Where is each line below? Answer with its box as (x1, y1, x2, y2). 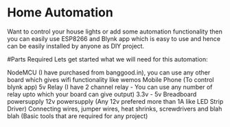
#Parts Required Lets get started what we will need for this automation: (7, 55, 208, 63)
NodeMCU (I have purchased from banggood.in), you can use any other (7, 68, 211, 76)
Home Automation (7, 5, 113, 20)
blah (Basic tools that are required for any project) (7, 111, 148, 120)
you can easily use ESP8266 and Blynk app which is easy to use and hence (7, 34, 221, 42)
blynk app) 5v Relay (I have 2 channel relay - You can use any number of (7, 83, 213, 91)
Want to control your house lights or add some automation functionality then (7, 27, 223, 36)
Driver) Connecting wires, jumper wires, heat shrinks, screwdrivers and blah (7, 104, 222, 113)
